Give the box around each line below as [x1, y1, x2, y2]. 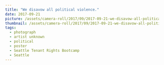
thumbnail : [5, 21, 27, 26]
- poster [9, 43, 27, 48]
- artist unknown [9, 35, 45, 40]
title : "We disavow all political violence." [5, 7, 99, 12]
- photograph [9, 30, 36, 35]
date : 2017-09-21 [5, 12, 41, 17]
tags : [5, 25, 16, 30]
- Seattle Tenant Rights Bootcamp [9, 48, 80, 53]
